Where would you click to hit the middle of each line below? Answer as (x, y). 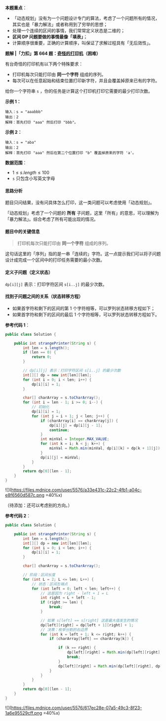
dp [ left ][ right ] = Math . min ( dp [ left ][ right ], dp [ (110, 666)
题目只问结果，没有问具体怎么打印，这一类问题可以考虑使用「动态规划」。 (80, 202)
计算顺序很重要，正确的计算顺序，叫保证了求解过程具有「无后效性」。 (83, 43)
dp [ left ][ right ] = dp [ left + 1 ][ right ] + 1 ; (87, 625)
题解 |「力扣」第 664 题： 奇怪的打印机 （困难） (53, 53)
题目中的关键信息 (22, 231)
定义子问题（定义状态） (29, 272)
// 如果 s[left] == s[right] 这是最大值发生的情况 (89, 620)
